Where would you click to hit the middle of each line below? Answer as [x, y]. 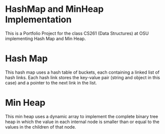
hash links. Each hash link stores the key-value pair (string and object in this [82, 77]
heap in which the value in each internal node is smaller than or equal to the [82, 122]
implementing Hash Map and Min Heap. [46, 39]
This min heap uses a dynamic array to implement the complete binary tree [82, 116]
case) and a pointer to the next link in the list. [51, 83]
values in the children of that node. [41, 127]
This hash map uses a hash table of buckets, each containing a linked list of [82, 72]
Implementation [38, 20]
